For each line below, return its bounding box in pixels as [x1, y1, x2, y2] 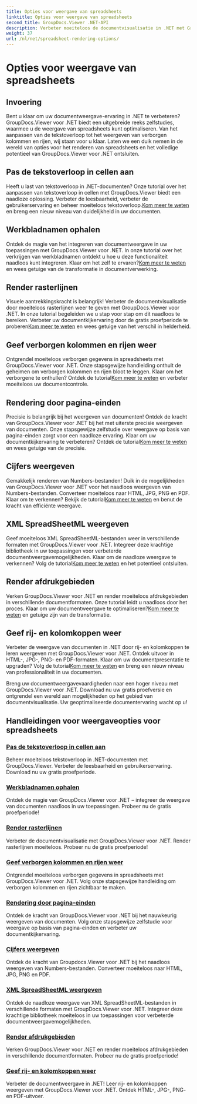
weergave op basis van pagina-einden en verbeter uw [6, 924, 137, 932]
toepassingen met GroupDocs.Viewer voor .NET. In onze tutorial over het [6, 246, 182, 253]
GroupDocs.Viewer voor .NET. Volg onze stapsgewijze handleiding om [6, 877, 176, 885]
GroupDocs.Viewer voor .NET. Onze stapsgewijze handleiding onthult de [6, 362, 182, 369]
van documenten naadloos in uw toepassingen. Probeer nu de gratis [6, 803, 171, 810]
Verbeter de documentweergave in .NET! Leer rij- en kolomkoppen [6, 1080, 167, 1088]
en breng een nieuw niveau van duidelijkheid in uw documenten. [6, 208, 162, 215]
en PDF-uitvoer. [6, 1093, 45, 1100]
